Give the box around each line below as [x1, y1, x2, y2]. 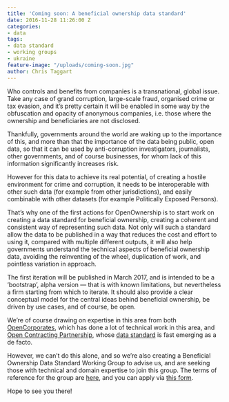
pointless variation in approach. [7, 259, 97, 268]
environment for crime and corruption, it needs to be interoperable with [7, 180, 210, 188]
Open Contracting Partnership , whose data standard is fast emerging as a [7, 330, 217, 339]
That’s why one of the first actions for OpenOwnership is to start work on [7, 208, 215, 217]
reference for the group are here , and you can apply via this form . [7, 373, 194, 381]
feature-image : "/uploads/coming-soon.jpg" [7, 62, 135, 68]
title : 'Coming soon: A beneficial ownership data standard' [7, 10, 187, 17]
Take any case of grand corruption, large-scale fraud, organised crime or [7, 94, 215, 102]
